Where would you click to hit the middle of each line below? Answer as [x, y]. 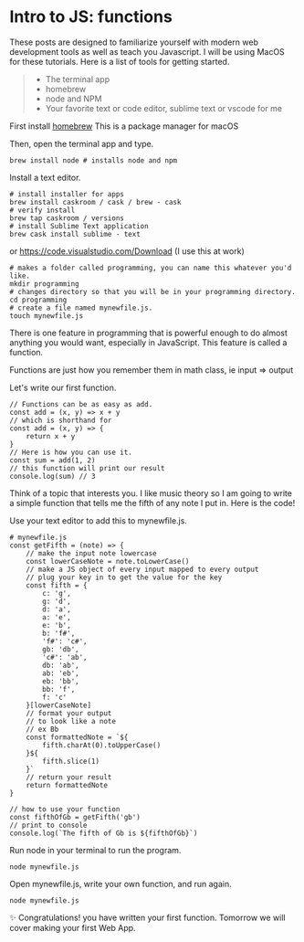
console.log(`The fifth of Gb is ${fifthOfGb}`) [104, 833]
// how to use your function [65, 809]
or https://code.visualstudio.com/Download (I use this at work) [127, 251]
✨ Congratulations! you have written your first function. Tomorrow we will [147, 917]
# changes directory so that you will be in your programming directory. [153, 291]
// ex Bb [42, 729]
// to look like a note [71, 721]
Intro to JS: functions [91, 17]
